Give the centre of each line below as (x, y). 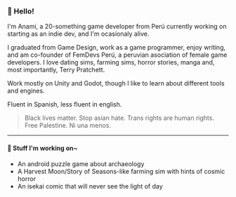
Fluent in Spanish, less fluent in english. (65, 104)
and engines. (26, 91)
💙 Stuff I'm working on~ (42, 148)
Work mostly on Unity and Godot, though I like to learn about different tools (116, 83)
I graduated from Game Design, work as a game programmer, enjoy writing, (117, 48)
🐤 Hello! (21, 11)
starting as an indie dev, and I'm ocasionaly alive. (78, 34)
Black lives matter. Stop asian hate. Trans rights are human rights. (119, 118)
